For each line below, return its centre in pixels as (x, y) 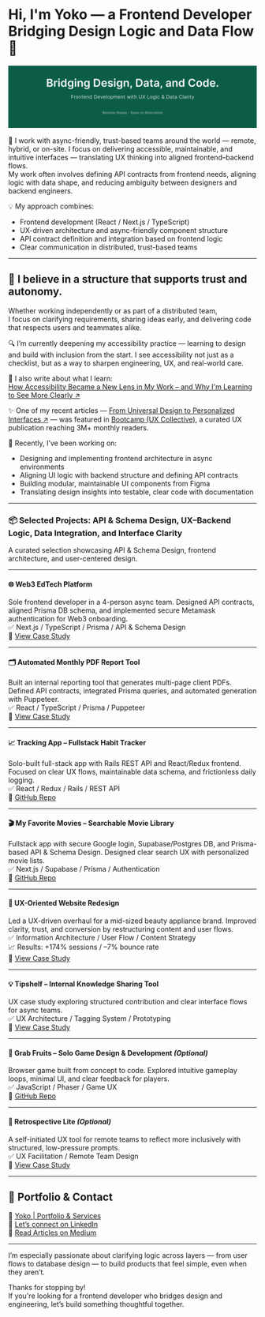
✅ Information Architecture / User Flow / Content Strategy (102, 938)
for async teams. (35, 1010)
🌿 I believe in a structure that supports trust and (128, 279)
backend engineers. (41, 190)
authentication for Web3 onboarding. (68, 619)
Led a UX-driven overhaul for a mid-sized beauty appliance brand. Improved (132, 921)
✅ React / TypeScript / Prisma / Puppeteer (77, 707)
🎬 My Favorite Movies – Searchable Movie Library (91, 824)
